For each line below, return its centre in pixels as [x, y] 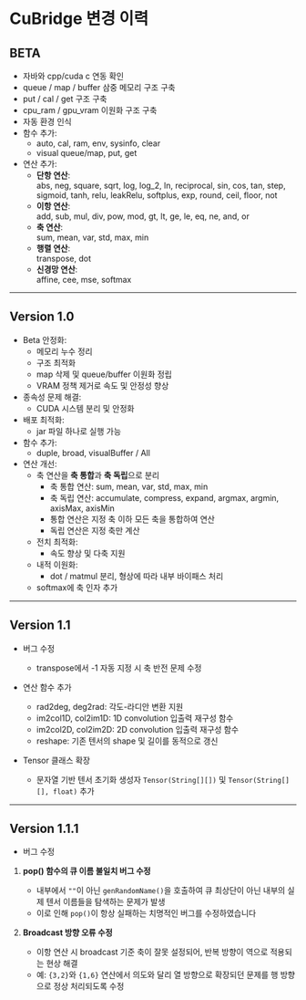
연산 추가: [40, 164]
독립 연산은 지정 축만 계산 [95, 530]
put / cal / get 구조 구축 [65, 99]
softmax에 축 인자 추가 [77, 587]
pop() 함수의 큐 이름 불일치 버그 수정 [87, 871]
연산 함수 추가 [47, 687]
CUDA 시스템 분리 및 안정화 [85, 408]
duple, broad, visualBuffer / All [93, 453]
